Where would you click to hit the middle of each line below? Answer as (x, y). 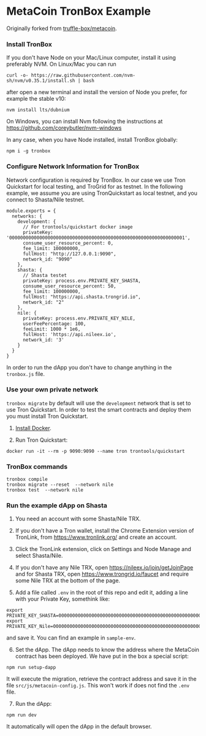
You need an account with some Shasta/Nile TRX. (78, 519)
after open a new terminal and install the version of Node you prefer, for (97, 92)
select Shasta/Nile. (39, 556)
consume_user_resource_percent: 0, (68, 243)
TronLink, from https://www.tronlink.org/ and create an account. (96, 537)
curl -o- (17, 76)
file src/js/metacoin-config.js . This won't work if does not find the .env (98, 686)
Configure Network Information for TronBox (73, 166)
